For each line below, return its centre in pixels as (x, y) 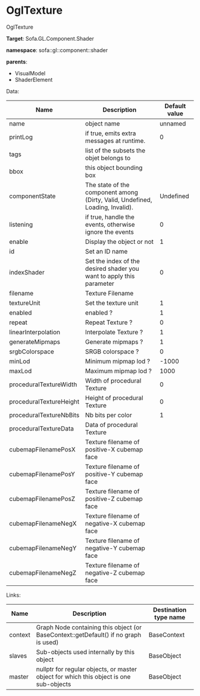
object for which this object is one (83, 676)
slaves (18, 655)
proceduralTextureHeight (44, 401)
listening (21, 224)
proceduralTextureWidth (43, 384)
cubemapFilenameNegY (43, 548)
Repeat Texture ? (109, 322)
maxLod (21, 371)
